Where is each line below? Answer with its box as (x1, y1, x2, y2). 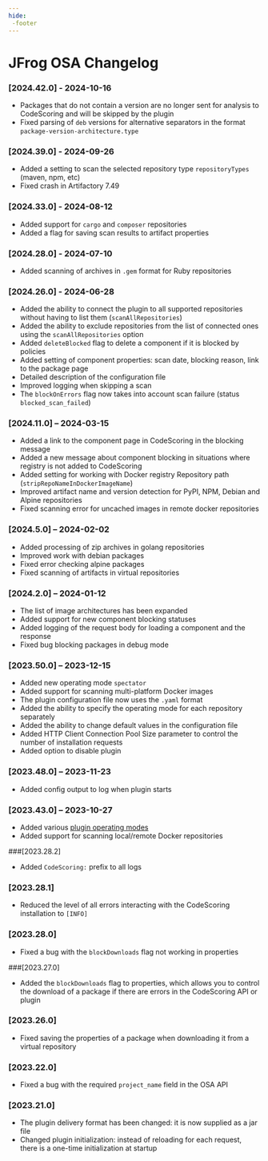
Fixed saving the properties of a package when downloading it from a (19, 1033, 250, 1042)
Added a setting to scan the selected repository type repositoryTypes (19, 164, 250, 174)
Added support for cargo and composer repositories (19, 219, 187, 229)
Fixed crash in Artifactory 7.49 (19, 181, 120, 191)
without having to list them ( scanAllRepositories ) (19, 313, 182, 323)
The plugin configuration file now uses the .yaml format (19, 695, 203, 705)
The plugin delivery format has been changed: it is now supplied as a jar (19, 1118, 258, 1127)
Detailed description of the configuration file (19, 372, 166, 382)
